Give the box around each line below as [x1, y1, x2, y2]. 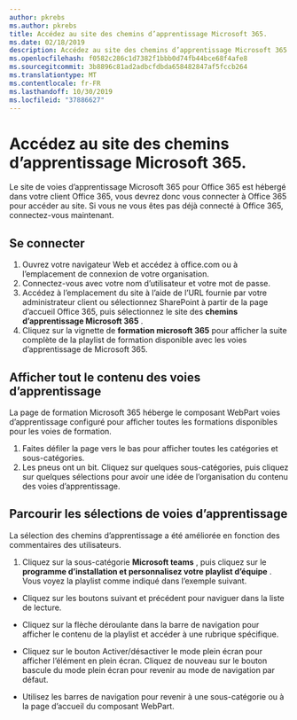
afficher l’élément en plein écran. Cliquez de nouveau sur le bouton [21, 655, 268, 666]
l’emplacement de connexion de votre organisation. [21, 269, 210, 279]
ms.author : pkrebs [9, 21, 77, 30]
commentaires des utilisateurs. [9, 539, 121, 550]
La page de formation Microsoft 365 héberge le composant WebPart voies [9, 407, 281, 418]
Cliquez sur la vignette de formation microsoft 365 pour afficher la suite [21, 325, 287, 336]
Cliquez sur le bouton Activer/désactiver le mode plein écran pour [21, 646, 263, 656]
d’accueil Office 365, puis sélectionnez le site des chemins [21, 307, 238, 317]
